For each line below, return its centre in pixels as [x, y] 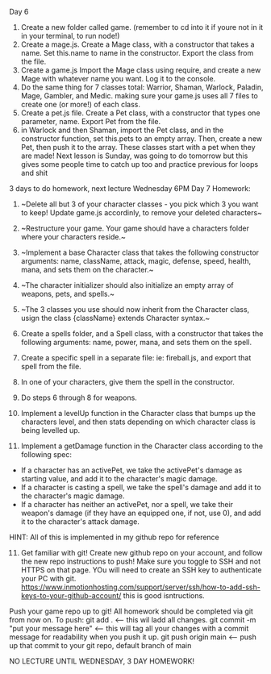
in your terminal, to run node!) [70, 36]
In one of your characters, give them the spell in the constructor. [127, 382]
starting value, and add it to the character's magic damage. [119, 478]
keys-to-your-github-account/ [71, 595]
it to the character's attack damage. [80, 522]
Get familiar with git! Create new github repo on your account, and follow [142, 553]
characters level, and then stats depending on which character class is [138, 422]
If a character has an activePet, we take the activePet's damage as [131, 470]
